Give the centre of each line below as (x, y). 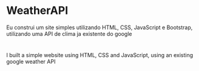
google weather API (31, 62)
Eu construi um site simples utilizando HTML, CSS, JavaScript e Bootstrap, (99, 27)
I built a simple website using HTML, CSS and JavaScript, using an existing (100, 55)
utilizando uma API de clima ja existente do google (69, 33)
